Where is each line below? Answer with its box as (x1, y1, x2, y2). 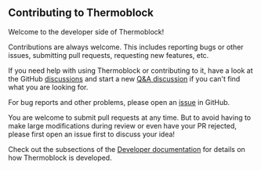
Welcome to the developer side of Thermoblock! (8, 27, 165, 36)
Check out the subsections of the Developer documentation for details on (8, 144, 245, 154)
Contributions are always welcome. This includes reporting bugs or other (8, 42, 245, 52)
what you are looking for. (8, 82, 89, 92)
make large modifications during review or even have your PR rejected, (8, 121, 237, 130)
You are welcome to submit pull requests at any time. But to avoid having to (8, 113, 252, 122)
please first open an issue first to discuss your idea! (8, 129, 175, 139)
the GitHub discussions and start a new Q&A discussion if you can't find (8, 74, 241, 83)
